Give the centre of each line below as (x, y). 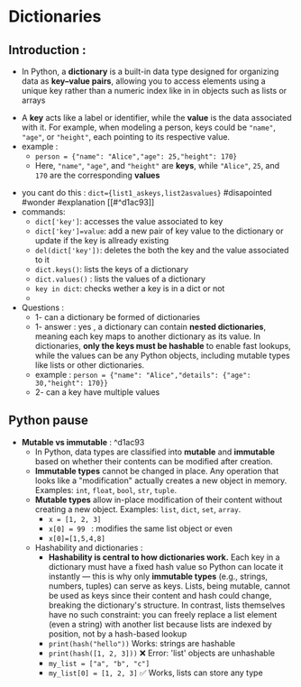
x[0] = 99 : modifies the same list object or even (141, 528)
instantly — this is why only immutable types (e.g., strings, (158, 576)
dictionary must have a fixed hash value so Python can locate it (166, 566)
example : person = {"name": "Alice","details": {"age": (143, 375)
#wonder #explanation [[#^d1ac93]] (88, 202)
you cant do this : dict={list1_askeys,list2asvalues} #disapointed (146, 192)
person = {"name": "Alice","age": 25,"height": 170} (136, 157)
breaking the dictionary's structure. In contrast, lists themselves (167, 605)
